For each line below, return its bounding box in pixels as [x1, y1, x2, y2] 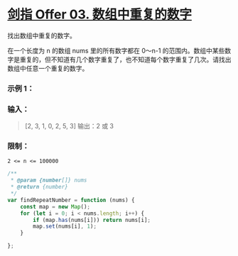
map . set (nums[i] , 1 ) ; [33, 223, 97, 230]
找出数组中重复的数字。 [7, 31, 76, 40]
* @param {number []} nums [10, 177, 87, 184]
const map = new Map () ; [20, 203, 91, 210]
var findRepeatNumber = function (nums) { [7, 196, 135, 204]
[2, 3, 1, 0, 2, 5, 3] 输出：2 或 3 [24, 122, 114, 130]
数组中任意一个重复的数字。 [7, 64, 89, 72]
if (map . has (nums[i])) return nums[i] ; [33, 216, 151, 223]
